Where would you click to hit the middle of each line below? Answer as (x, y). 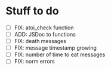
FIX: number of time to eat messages (60, 54)
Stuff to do (32, 11)
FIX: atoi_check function (44, 28)
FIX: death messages (40, 41)
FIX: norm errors (34, 62)
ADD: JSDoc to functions (45, 34)
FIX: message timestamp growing (55, 48)
